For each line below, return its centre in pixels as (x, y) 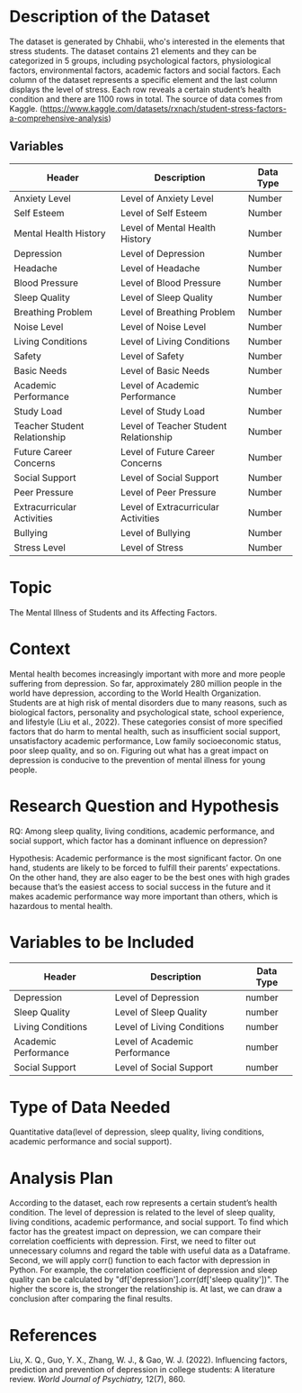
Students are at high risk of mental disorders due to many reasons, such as (148, 702)
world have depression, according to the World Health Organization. (135, 693)
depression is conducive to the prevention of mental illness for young (138, 760)
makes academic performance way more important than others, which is (144, 896)
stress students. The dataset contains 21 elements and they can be (133, 50)
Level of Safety (152, 356)
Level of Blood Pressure (171, 283)
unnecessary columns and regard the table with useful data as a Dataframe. (150, 1251)
